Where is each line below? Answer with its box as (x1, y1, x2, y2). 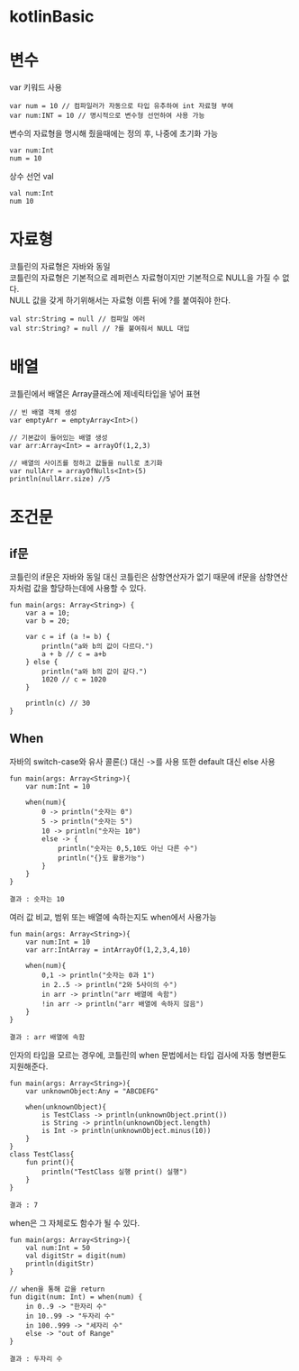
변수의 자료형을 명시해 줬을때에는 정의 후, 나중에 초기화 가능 (9, 128, 219, 139)
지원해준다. (9, 1061, 49, 1072)
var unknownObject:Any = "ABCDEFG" (25, 1086, 159, 1096)
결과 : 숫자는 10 (9, 894, 65, 903)
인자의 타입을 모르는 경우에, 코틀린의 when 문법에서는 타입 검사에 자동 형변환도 (9, 1049, 286, 1060)
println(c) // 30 (25, 699, 91, 708)
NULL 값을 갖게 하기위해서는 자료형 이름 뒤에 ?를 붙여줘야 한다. (9, 295, 231, 306)
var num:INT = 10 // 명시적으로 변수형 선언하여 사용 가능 (9, 111, 205, 121)
